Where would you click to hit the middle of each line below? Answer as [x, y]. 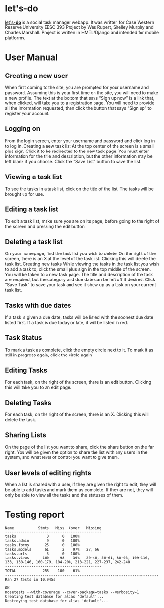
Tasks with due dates [38, 305]
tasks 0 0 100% [42, 536]
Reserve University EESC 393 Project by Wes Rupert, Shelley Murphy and [79, 27]
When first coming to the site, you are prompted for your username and [77, 87]
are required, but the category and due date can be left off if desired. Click [80, 279]
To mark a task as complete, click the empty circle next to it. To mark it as [79, 350]
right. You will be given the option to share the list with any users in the [76, 452]
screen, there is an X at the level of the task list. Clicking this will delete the [80, 259]
